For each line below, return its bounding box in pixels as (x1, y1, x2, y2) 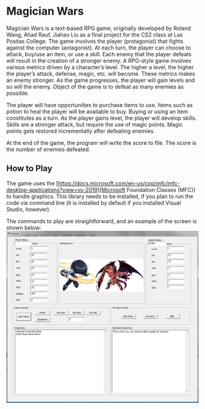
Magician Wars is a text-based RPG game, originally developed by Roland (6, 24, 191, 32)
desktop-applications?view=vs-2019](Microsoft (6, 186, 126, 193)
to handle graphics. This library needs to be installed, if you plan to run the (6, 193, 193, 200)
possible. (6, 89, 29, 97)
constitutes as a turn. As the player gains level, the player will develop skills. (6, 114, 197, 122)
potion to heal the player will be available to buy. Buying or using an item (6, 108, 189, 115)
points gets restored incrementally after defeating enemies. (6, 127, 156, 134)
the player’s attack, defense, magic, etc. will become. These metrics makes (6, 70, 195, 77)
